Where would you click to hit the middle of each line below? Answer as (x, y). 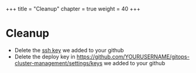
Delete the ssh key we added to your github (69, 50)
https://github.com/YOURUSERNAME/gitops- (133, 57)
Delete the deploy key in (45, 57)
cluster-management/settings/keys (58, 63)
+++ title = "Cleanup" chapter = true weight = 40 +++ (73, 9)
